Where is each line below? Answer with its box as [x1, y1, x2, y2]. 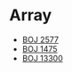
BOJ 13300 [21, 53, 64, 63]
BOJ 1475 [21, 43, 58, 54]
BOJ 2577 [21, 34, 60, 45]
